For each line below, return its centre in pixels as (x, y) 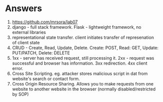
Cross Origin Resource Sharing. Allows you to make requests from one (83, 84)
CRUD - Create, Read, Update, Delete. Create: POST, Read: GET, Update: (85, 48)
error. (18, 68)
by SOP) (20, 94)
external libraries (29, 32)
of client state (26, 42)
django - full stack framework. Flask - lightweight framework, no (77, 27)
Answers (24, 8)
